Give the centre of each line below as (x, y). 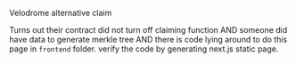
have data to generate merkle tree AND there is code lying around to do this (148, 39)
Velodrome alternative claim (61, 13)
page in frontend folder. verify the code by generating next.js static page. (144, 49)
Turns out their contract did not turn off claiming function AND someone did (148, 30)
